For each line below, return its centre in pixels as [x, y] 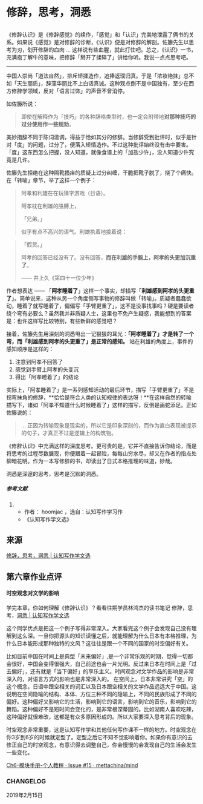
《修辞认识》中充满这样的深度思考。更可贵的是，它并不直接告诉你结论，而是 [101, 446]
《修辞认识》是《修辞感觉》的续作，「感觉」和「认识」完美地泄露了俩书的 [98, 35]
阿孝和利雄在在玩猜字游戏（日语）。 [65, 193]
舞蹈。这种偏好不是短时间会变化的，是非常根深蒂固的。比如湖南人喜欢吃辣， [101, 709]
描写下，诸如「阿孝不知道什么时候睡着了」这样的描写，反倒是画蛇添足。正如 [101, 405]
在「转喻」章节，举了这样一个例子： [51, 180]
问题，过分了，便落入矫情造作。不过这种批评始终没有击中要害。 [112, 144]
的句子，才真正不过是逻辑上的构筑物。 [69, 433]
